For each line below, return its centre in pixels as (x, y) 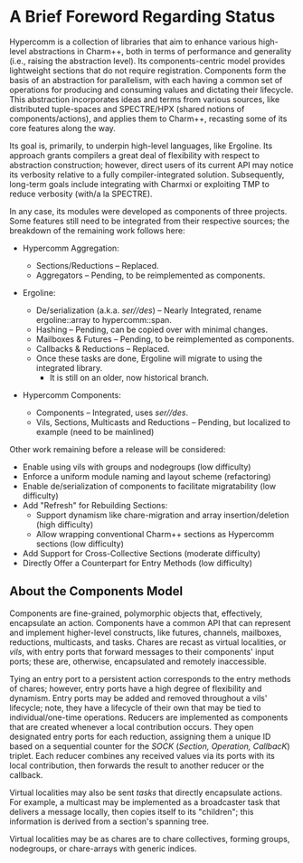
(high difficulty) (65, 524)
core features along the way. (62, 128)
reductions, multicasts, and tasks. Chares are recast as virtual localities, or (148, 642)
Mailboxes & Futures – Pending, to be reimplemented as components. (165, 339)
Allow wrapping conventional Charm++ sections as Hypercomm (155, 534)
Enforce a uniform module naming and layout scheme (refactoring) (147, 476)
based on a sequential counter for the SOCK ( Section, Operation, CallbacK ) (150, 746)
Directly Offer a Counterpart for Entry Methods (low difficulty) (137, 563)
